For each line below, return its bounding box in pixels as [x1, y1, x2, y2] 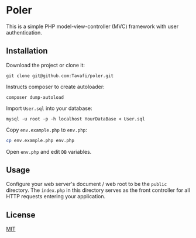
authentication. [6, 29, 43, 36]
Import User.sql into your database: [6, 105, 92, 112]
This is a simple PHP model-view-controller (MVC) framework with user [6, 23, 179, 30]
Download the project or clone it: [6, 61, 85, 68]
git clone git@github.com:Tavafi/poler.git [6, 73, 114, 79]
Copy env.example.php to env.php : [6, 126, 88, 133]
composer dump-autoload [6, 94, 64, 100]
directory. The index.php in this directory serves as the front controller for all [6, 187, 190, 194]
